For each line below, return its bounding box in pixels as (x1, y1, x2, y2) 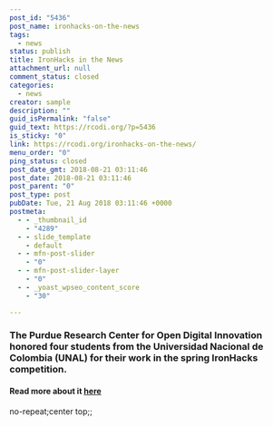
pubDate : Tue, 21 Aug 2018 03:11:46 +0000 (9, 198, 172, 208)
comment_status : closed (9, 73, 100, 82)
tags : (9, 30, 30, 39)
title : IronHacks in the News (9, 55, 124, 64)
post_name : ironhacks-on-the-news (9, 22, 141, 31)
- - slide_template (17, 232, 92, 241)
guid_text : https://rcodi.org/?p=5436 (9, 123, 156, 132)
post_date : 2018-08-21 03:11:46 (9, 173, 132, 182)
